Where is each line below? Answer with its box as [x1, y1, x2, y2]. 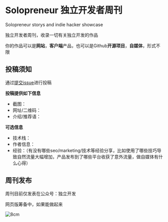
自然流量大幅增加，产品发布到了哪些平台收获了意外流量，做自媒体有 [17, 154, 159, 160]
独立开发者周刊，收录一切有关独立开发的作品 [5, 32, 98, 38]
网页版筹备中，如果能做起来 [5, 201, 63, 207]
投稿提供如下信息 [5, 90, 41, 96]
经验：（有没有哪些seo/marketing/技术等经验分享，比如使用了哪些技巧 [12, 147, 157, 154]
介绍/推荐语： [12, 113, 41, 119]
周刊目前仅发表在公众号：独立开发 [5, 190, 76, 196]
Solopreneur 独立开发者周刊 [5, 5, 123, 16]
